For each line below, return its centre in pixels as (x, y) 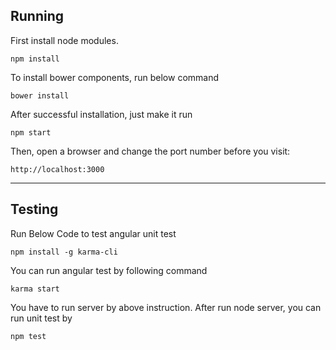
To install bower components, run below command (115, 77)
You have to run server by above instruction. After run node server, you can (166, 307)
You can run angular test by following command (109, 270)
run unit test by (41, 318)
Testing (34, 209)
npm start (31, 132)
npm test (28, 336)
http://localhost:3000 (57, 169)
